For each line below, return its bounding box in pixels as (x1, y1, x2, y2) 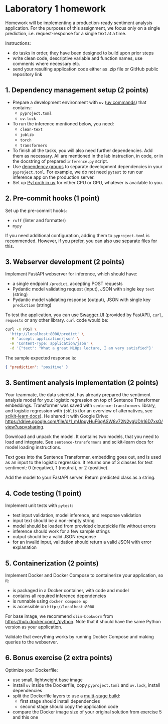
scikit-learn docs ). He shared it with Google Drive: (5, 413, 109, 419)
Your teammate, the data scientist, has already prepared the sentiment (5, 392, 151, 398)
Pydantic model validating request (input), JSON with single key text (12, 286, 154, 292)
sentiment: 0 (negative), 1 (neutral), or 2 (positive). (5, 465, 109, 471)
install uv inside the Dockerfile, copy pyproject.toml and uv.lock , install (12, 682, 160, 688)
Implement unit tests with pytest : (5, 502, 74, 509)
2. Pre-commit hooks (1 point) (5, 194, 100, 203)
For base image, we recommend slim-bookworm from (5, 613, 113, 619)
